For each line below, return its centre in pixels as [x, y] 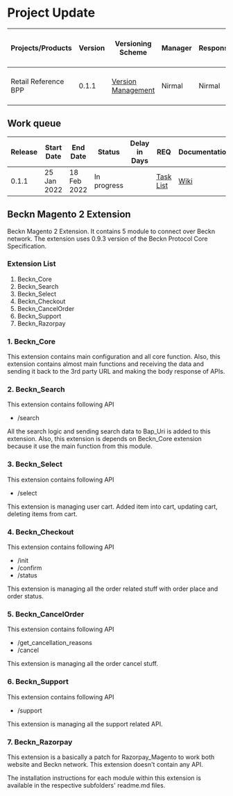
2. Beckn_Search [36, 390]
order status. [25, 596]
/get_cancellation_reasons [54, 643]
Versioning [133, 43]
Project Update [51, 13]
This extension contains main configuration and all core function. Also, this [114, 357]
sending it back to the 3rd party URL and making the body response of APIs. [116, 372]
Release [24, 152]
